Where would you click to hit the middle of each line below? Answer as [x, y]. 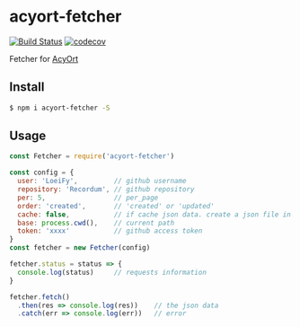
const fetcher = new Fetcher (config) [80, 248]
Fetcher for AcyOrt [44, 58]
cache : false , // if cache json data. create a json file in [154, 214]
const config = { [42, 172]
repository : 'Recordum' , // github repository [106, 190]
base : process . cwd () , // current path [96, 223]
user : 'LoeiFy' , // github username [102, 181]
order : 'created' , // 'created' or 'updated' [116, 206]
